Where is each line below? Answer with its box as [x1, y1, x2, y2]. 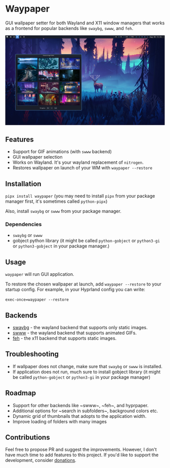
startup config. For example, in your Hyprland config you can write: [5, 286, 146, 293]
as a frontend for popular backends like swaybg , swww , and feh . [5, 25, 134, 31]
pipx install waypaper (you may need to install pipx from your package [5, 193, 155, 199]
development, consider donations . [5, 457, 77, 463]
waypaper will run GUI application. [5, 271, 74, 277]
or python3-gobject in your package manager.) [12, 243, 110, 249]
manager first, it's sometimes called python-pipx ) [5, 198, 108, 204]
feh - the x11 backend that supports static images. [12, 335, 117, 341]
